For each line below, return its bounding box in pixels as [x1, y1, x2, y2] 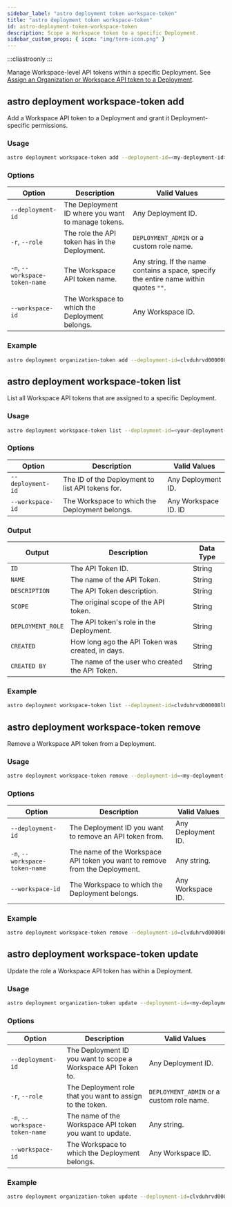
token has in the [64, 237, 116, 247]
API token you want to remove [69, 855, 167, 865]
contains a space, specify [132, 265, 216, 275]
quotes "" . [132, 283, 166, 292]
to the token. [66, 1100, 108, 1110]
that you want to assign [66, 1092, 143, 1101]
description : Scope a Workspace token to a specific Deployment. [7, 29, 199, 37]
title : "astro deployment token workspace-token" [7, 17, 153, 24]
